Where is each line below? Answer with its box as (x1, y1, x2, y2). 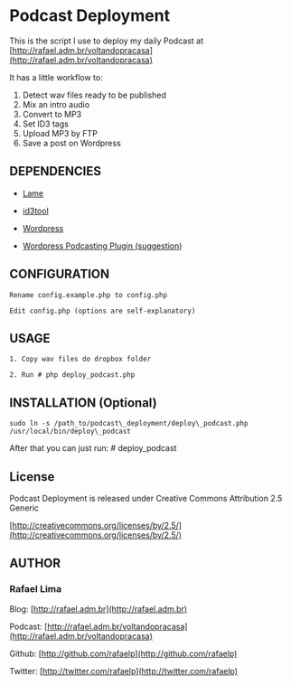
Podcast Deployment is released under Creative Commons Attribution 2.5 (9, 493, 283, 503)
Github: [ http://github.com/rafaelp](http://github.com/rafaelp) (9, 648, 238, 659)
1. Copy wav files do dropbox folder (9, 354, 152, 364)
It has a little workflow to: (9, 71, 103, 82)
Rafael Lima (9, 583, 62, 596)
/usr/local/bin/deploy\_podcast (9, 427, 131, 436)
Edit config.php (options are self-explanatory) (9, 306, 196, 315)
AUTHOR (9, 556, 61, 571)
